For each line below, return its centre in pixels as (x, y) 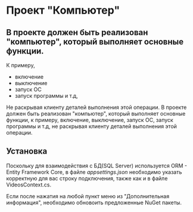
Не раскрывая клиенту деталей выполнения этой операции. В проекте (96, 107)
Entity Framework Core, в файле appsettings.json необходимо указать (94, 172)
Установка (27, 152)
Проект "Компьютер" (63, 10)
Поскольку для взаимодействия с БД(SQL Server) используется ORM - (97, 166)
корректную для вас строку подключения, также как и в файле (87, 178)
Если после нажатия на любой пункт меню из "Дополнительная (88, 196)
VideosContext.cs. (29, 185)
